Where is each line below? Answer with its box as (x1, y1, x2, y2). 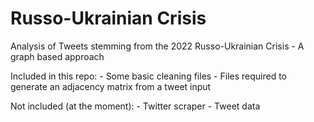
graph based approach (10, 50, 105, 62)
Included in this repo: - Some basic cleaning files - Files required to (10, 70, 288, 82)
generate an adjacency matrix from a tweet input (10, 80, 212, 92)
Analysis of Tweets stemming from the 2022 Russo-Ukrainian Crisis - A (10, 40, 305, 52)
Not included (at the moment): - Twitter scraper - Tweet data (10, 100, 261, 112)
